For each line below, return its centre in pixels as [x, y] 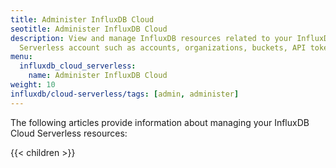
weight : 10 [33, 85]
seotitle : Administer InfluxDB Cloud [89, 29]
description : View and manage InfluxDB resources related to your [151, 38]
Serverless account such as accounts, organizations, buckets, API [163, 47]
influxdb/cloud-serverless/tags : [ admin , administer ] [125, 94]
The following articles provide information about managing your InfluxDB [160, 122]
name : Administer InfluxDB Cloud [98, 76]
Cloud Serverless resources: [69, 133]
